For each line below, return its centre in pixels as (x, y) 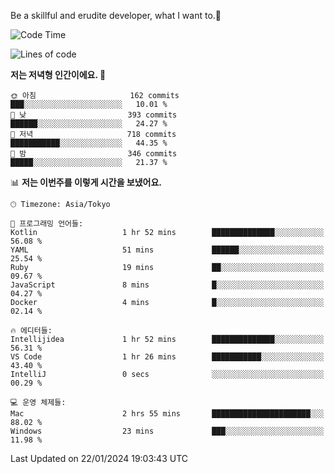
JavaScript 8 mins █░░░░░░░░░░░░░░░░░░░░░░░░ (167, 285)
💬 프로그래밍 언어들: (47, 224)
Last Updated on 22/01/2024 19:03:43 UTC (99, 458)
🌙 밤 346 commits (94, 154)
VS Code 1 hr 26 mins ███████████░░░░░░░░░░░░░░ (167, 357)
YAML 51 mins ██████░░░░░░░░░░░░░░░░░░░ (167, 250)
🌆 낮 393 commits (94, 115)
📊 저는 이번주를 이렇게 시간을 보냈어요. (86, 182)
